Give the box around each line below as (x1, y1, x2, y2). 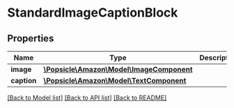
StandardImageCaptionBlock (7, 5, 178, 21)
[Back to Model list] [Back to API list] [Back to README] (7, 93, 167, 102)
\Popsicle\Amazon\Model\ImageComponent (42, 64, 193, 74)
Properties (7, 33, 54, 44)
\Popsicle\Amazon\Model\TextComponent (42, 76, 187, 85)
